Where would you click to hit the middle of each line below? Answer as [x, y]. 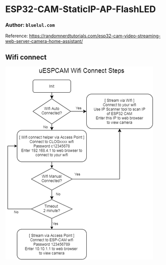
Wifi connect [26, 57]
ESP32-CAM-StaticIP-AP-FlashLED [81, 9]
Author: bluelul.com [30, 25]
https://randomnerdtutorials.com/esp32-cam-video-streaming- [95, 36]
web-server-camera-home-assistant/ [44, 41]
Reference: [17, 36]
